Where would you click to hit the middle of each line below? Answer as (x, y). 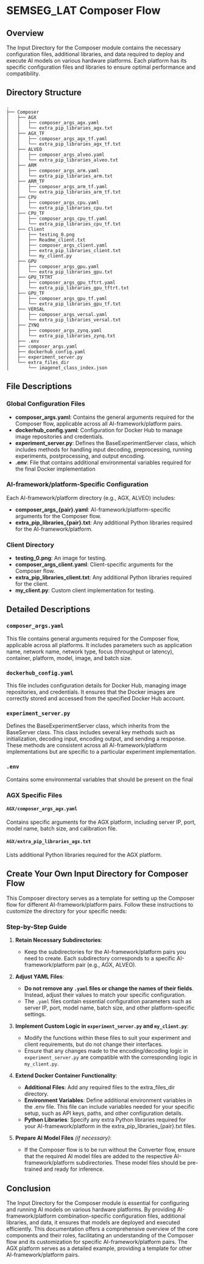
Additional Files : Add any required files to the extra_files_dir (100, 1087)
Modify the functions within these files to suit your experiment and (107, 1038)
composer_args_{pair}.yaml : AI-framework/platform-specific (93, 510)
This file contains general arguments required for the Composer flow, (93, 638)
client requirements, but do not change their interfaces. (93, 1044)
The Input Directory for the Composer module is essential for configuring (98, 1203)
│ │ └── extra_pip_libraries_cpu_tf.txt (64, 224)
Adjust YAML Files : (40, 977)
